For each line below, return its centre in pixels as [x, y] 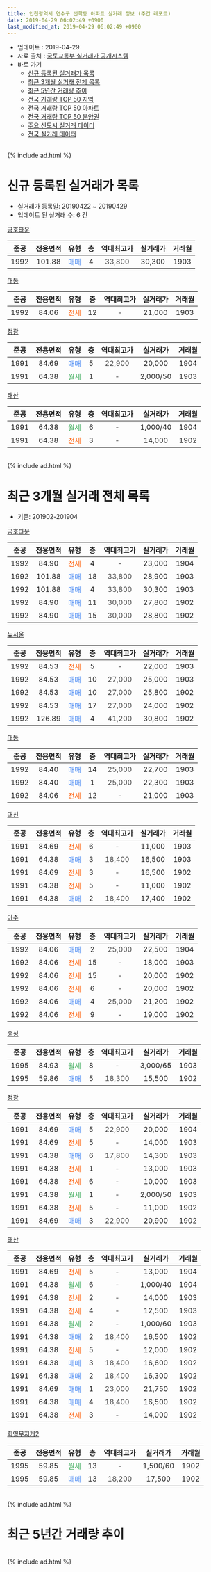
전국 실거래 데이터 [52, 134]
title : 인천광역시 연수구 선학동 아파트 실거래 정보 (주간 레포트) [89, 14]
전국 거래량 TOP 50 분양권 [63, 117]
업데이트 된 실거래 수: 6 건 [52, 215]
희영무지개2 [23, 1434]
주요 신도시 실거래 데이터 [61, 125]
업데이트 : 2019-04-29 [48, 47]
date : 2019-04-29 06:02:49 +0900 [56, 20]
